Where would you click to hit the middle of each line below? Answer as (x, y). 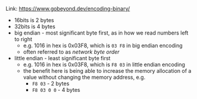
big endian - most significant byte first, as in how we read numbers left (101, 33)
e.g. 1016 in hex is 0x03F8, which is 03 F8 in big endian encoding (103, 45)
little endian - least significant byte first (62, 58)
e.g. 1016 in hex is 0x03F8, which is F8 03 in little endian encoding (104, 64)
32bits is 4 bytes (35, 27)
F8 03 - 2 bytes (51, 83)
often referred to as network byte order (71, 52)
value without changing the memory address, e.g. (84, 77)
